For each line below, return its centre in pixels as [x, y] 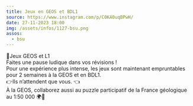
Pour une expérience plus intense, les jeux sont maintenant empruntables [96, 68]
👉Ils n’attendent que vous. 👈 [43, 81]
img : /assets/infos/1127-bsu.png [47, 28]
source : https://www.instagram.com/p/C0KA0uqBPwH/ [70, 17]
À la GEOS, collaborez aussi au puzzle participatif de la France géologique [97, 90]
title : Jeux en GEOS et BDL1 [42, 12]
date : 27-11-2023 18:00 [36, 23]
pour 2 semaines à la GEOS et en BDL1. [54, 75]
